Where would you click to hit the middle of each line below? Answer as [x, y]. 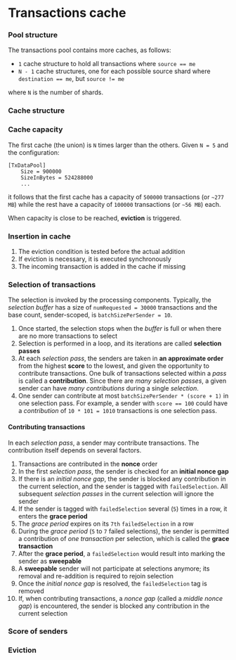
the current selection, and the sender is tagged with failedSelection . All [123, 486]
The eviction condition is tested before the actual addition [101, 252]
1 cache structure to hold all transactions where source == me [107, 64]
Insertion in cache [39, 236]
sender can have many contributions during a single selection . [109, 388]
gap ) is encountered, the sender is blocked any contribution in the [114, 606]
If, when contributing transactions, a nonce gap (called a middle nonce [120, 598]
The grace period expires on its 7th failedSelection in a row [106, 523]
